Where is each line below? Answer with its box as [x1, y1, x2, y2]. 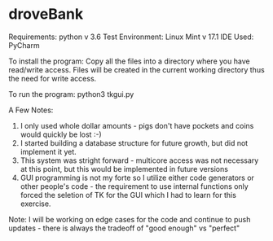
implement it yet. [20, 147, 77, 156]
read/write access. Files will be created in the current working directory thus [8, 64, 265, 74]
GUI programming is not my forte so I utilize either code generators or [20, 173, 255, 182]
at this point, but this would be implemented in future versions [20, 164, 228, 173]
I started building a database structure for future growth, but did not [20, 138, 249, 147]
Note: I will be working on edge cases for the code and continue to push [8, 214, 251, 224]
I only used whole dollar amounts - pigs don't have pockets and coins [20, 120, 254, 130]
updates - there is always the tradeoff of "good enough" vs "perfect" [8, 223, 240, 233]
